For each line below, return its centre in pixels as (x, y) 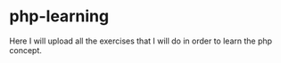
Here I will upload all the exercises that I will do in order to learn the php (141, 41)
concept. (26, 50)
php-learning (59, 16)
